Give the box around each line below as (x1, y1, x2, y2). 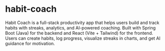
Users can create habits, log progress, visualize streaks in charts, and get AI (5, 35, 161, 41)
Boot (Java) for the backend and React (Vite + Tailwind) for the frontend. (5, 30, 154, 36)
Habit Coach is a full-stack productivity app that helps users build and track (5, 20, 160, 25)
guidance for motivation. (5, 40, 55, 46)
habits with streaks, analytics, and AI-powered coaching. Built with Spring (5, 25, 156, 30)
